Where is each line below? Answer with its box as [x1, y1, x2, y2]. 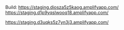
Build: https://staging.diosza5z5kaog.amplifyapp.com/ [5, 4, 119, 10]
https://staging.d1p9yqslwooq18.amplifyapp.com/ [5, 9, 109, 15]
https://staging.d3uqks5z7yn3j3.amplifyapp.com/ [5, 19, 109, 25]
